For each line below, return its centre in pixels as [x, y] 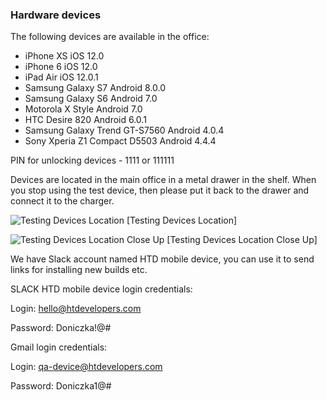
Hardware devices [56, 15]
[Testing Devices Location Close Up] [242, 240]
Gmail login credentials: [59, 347]
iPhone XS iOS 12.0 [64, 56]
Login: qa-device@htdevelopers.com [86, 367]
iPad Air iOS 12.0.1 [61, 77]
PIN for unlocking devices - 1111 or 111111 [92, 160]
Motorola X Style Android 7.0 [83, 109]
